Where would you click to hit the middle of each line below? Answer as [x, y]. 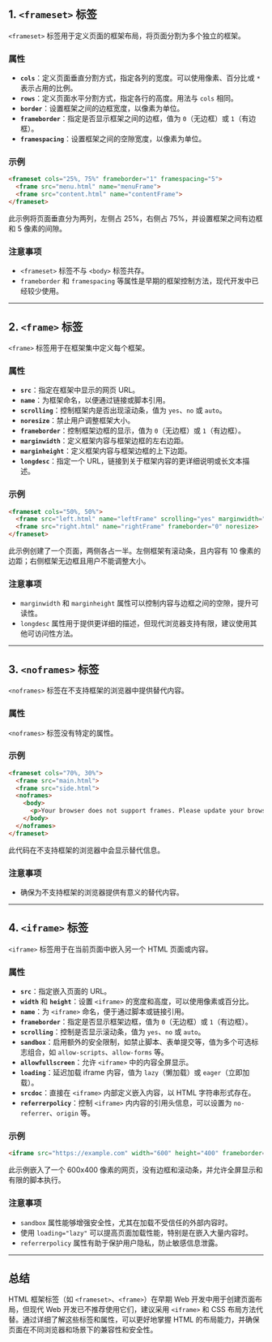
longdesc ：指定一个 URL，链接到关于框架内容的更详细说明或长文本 [131, 461]
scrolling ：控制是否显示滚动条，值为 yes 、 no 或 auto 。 [113, 1032]
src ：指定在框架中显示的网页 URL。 [80, 390]
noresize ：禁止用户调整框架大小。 [77, 421]
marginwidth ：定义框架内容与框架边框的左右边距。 [104, 441]
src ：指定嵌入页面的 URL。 [66, 991]
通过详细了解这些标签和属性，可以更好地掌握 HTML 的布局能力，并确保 [141, 1320]
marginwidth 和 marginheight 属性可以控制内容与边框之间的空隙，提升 [136, 603]
